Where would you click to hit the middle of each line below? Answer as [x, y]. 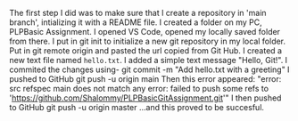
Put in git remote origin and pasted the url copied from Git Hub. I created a [146, 51]
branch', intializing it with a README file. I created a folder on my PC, [136, 22]
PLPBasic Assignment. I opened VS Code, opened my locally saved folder [145, 32]
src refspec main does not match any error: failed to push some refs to [139, 89]
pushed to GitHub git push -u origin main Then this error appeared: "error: [145, 79]
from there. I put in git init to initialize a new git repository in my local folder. [148, 41]
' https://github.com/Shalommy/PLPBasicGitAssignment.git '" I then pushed [145, 98]
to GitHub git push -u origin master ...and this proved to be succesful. [137, 107]
